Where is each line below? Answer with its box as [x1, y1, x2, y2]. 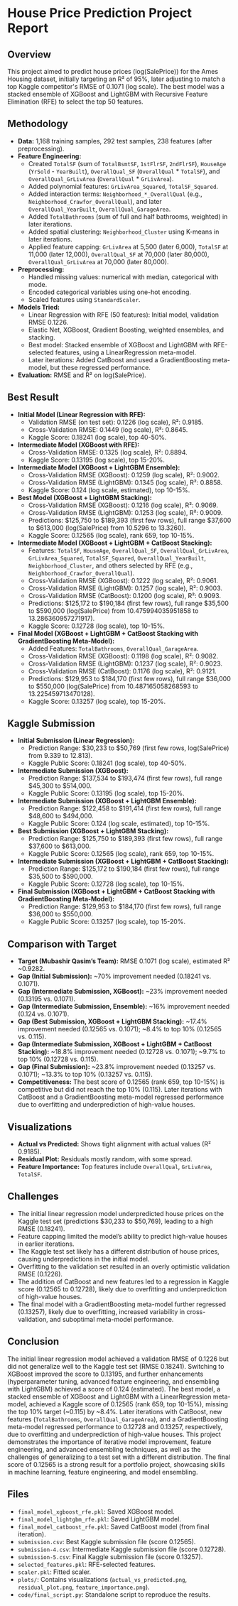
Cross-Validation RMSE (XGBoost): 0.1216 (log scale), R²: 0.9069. [28, 501, 219, 509]
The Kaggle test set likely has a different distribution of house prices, [17, 1247, 220, 1255]
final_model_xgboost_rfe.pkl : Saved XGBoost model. [17, 1507, 175, 1516]
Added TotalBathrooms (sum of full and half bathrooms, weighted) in [28, 212, 228, 221]
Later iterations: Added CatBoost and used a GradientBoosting [28, 355, 211, 364]
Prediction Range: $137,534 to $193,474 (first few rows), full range [28, 774, 222, 783]
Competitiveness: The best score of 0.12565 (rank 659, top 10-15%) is [17, 1078, 225, 1086]
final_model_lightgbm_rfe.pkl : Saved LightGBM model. [17, 1514, 181, 1523]
